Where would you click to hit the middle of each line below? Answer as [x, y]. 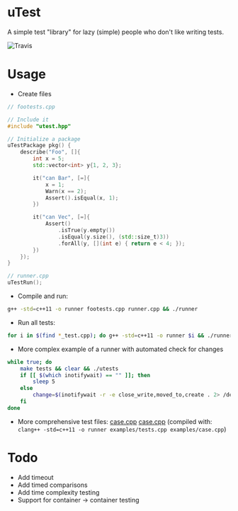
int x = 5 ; [49, 159]
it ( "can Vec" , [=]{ [62, 217]
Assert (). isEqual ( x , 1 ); [82, 198]
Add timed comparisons [52, 485]
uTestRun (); [25, 283]
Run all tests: [36, 322]
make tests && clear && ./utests [69, 369]
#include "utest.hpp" [39, 126]
